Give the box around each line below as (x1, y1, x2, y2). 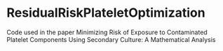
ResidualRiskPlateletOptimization (6, 5, 205, 21)
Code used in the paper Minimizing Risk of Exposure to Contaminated (6, 28, 208, 36)
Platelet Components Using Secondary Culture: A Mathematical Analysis (6, 35, 216, 43)
